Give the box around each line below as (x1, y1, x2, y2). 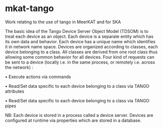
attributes (5, 88, 24, 94)
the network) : (5, 64, 34, 70)
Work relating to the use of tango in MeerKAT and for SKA (5, 19, 121, 25)
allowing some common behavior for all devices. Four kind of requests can (5, 54, 155, 60)
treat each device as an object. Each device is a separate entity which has (5, 33, 154, 39)
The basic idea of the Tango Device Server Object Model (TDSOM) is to (5, 28, 148, 34)
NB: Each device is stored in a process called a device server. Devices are (5, 112, 153, 118)
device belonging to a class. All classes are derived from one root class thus (5, 49, 158, 55)
